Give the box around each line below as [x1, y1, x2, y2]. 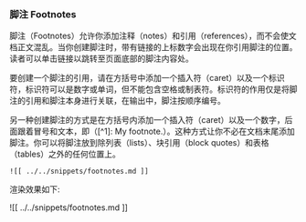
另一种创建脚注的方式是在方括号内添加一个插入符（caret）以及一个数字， [9, 115, 285, 126]
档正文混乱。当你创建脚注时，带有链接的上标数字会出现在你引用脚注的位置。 [9, 42, 298, 53]
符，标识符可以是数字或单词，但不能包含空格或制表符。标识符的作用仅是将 [9, 84, 290, 95]
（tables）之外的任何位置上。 [9, 148, 121, 160]
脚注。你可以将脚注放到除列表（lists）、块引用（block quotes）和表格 [9, 137, 269, 148]
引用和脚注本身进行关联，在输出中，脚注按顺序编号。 [25, 96, 226, 106]
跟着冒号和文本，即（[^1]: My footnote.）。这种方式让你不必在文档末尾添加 [16, 126, 295, 137]
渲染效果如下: [9, 184, 61, 195]
